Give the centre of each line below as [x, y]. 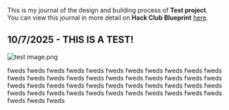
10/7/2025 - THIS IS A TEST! [70, 40]
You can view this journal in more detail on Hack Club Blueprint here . [108, 18]
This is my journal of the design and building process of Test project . [108, 10]
